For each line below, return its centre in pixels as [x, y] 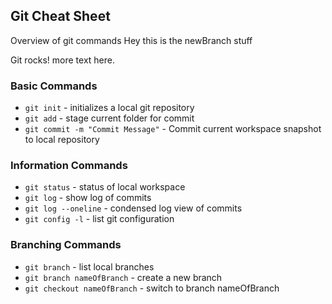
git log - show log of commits [88, 198]
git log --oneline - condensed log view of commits [133, 208]
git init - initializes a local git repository [109, 108]
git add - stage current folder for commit [109, 118]
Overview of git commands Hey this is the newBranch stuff [131, 40]
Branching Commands [66, 245]
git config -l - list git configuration [99, 219]
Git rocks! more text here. [63, 60]
